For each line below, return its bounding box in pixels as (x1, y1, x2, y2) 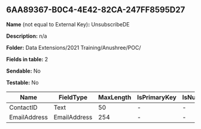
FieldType (59, 93, 88, 101)
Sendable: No (6, 67, 41, 74)
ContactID (9, 103, 38, 112)
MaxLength (98, 93, 132, 101)
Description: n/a (6, 32, 47, 40)
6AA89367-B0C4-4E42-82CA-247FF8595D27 (6, 5, 185, 15)
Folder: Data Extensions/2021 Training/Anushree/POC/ (6, 44, 141, 51)
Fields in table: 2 (6, 55, 48, 62)
